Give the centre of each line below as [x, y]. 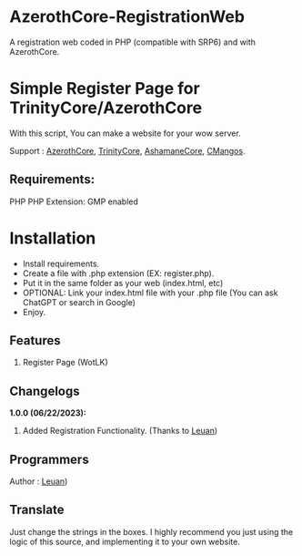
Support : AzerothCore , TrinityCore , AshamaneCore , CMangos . [127, 150]
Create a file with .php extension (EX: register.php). [118, 273]
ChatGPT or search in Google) [79, 302]
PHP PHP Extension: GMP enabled [74, 201]
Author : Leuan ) [39, 481]
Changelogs [45, 391]
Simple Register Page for [105, 89]
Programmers [49, 459]
